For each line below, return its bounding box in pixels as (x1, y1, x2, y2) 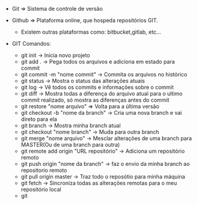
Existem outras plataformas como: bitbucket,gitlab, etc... (20, 28, 161, 35)
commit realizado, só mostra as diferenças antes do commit (20, 96, 170, 103)
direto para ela (20, 115, 57, 123)
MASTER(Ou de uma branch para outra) (20, 141, 120, 148)
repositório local (20, 186, 61, 193)
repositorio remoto (20, 167, 67, 174)
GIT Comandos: (11, 40, 51, 47)
